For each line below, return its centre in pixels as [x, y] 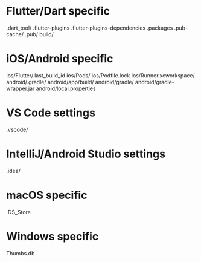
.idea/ [14, 171]
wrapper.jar [21, 88]
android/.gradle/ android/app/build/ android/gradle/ [70, 82]
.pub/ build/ [40, 34]
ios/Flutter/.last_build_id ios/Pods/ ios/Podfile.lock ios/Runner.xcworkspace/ [101, 75]
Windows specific [53, 236]
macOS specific [47, 195]
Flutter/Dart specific [58, 11]
